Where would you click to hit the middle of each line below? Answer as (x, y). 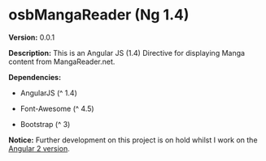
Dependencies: (35, 77)
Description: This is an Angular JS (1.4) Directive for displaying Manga (127, 53)
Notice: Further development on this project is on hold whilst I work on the (133, 140)
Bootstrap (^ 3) (45, 124)
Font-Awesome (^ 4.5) (57, 108)
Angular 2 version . (39, 148)
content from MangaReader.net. (62, 61)
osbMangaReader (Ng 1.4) (99, 15)
